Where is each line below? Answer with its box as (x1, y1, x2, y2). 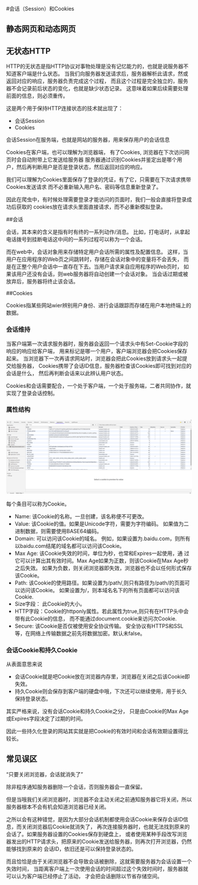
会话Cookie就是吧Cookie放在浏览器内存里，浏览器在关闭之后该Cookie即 (14, 672, 190, 680)
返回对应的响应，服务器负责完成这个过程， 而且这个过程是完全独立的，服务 (6, 77, 189, 84)
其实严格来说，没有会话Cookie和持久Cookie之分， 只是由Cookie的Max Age (6, 707, 189, 714)
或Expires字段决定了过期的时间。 (6, 715, 87, 722)
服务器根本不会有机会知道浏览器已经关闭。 (6, 803, 110, 810)
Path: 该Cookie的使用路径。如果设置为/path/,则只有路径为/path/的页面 (14, 579, 185, 586)
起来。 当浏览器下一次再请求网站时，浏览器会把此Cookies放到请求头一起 (6, 355, 183, 362)
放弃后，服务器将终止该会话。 (6, 278, 78, 285)
